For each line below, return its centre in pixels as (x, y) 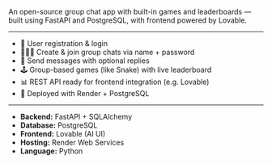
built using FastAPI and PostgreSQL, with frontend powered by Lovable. (128, 20)
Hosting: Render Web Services (72, 142)
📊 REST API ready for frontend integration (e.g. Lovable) (115, 82)
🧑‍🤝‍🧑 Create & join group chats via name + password (107, 52)
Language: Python (51, 151)
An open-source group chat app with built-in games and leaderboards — (130, 12)
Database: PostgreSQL (59, 125)
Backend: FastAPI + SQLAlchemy (76, 117)
